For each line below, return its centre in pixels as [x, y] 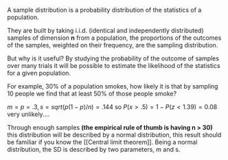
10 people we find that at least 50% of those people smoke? [92, 93]
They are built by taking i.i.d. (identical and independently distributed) [105, 31]
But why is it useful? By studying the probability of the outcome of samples [113, 58]
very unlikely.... [28, 114]
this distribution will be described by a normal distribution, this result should [114, 135]
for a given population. [39, 73]
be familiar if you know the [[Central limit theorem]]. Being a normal [102, 142]
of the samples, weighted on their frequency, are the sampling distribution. [113, 45]
